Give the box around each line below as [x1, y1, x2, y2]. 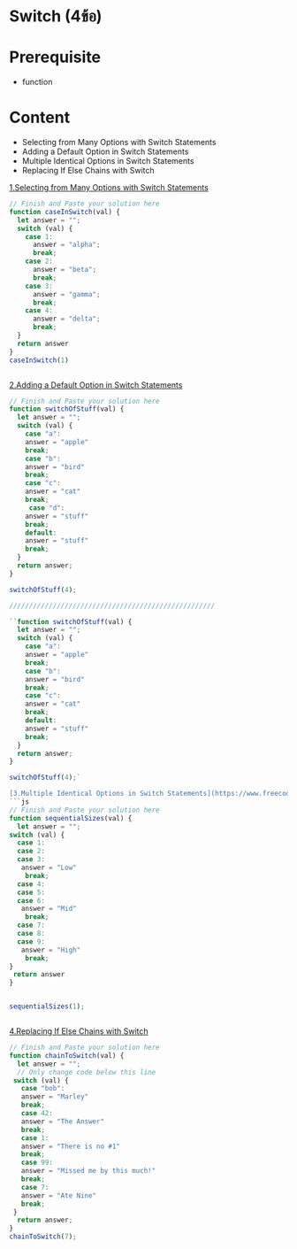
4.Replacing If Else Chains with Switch [9, 1026, 148, 1037]
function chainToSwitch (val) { [9, 1051, 125, 1060]
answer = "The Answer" [20, 1117, 104, 1126]
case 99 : [20, 1158, 53, 1168]
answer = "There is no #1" [20, 1142, 121, 1151]
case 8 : [17, 929, 46, 938]
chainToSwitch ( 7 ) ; [9, 1232, 77, 1241]
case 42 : [20, 1109, 53, 1118]
